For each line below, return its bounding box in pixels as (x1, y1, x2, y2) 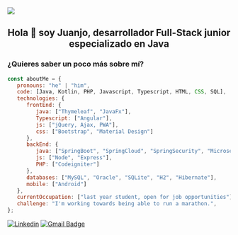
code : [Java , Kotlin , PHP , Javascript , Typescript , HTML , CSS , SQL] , (16, 88, 227, 96)
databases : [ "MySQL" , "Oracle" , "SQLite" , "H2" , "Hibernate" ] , (25, 173, 217, 181)
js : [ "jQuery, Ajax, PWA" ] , (35, 121, 119, 128)
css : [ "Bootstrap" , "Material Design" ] (35, 127, 154, 135)
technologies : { (16, 95, 65, 102)
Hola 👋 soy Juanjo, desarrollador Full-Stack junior (7, 27, 231, 39)
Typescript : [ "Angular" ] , (35, 115, 113, 122)
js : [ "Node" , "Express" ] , (35, 154, 113, 161)
